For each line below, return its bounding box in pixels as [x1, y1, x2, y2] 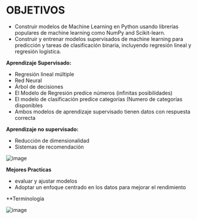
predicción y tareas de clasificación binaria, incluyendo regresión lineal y [14, 42, 192, 49]
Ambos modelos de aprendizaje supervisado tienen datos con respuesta [14, 108, 191, 115]
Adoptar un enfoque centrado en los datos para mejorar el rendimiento [14, 183, 186, 191]
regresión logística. [14, 48, 62, 55]
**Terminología [6, 195, 45, 202]
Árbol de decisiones [14, 83, 64, 90]
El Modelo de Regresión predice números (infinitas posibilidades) [14, 89, 173, 96]
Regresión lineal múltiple [14, 70, 75, 78]
